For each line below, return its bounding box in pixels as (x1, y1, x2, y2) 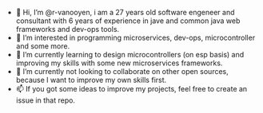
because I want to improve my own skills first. (15, 76, 167, 84)
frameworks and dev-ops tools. (15, 25, 120, 33)
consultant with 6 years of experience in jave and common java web (15, 16, 241, 25)
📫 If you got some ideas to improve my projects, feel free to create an (15, 84, 248, 93)
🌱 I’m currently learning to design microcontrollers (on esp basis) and (15, 50, 245, 59)
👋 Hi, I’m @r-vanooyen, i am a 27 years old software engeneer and (15, 8, 235, 17)
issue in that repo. (15, 95, 76, 105)
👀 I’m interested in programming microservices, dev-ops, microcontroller (15, 33, 256, 42)
